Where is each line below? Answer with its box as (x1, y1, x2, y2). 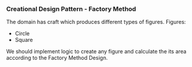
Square (14, 36, 33, 44)
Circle (14, 30, 30, 37)
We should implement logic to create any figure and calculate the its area (6, 48, 187, 55)
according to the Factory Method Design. (6, 54, 108, 62)
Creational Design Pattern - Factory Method (6, 5, 136, 13)
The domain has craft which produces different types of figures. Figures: (6, 19, 186, 26)
